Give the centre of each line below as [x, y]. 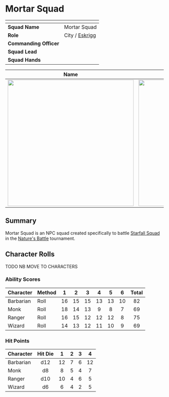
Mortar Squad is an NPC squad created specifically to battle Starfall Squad [82, 233]
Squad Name [23, 27]
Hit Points [17, 340]
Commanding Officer [33, 43]
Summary [21, 221]
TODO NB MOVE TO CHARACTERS [41, 266]
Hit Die [45, 354]
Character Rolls [30, 254]
